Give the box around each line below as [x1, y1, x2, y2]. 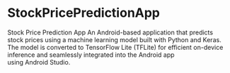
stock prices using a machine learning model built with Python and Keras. [7, 35, 222, 44]
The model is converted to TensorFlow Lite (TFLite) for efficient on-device [7, 43, 224, 51]
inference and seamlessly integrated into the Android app [7, 51, 175, 59]
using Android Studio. [7, 58, 71, 66]
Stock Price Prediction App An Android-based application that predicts [7, 28, 214, 36]
